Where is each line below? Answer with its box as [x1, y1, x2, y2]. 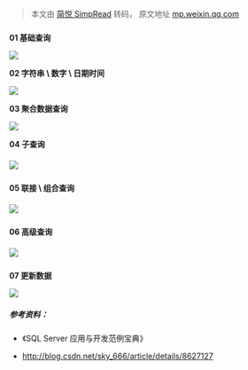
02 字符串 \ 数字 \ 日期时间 [9, 68, 105, 79]
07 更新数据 [9, 271, 52, 281]
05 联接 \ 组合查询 [9, 183, 75, 193]
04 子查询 [9, 139, 46, 150]
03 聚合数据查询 [9, 104, 68, 114]
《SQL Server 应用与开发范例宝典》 [21, 333, 148, 344]
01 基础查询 [9, 33, 51, 43]
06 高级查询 [9, 226, 53, 238]
